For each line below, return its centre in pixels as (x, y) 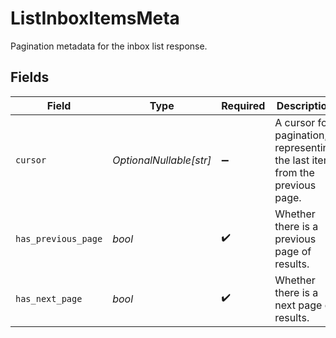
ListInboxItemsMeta (95, 18)
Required (243, 105)
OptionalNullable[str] (162, 160)
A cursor (295, 122)
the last (292, 160)
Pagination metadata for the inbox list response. (109, 46)
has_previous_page (59, 238)
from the (294, 172)
